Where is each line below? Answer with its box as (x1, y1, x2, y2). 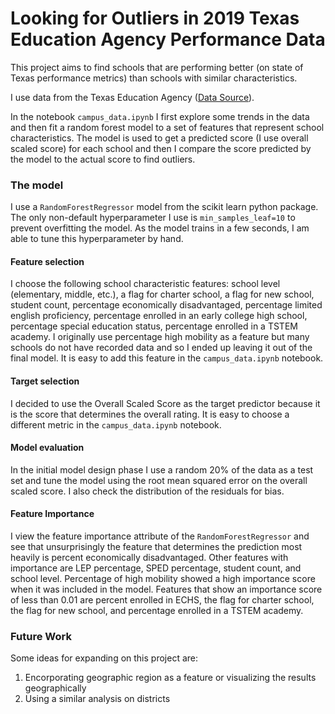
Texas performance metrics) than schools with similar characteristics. (10, 72, 298, 84)
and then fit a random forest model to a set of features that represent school (10, 121, 325, 133)
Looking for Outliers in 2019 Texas (10, 7, 300, 30)
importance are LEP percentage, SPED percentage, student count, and (10, 562, 302, 574)
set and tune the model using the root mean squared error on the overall (10, 474, 308, 486)
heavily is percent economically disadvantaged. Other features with (10, 552, 289, 564)
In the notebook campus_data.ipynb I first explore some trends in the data (10, 110, 310, 122)
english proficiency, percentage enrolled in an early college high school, (10, 310, 308, 322)
